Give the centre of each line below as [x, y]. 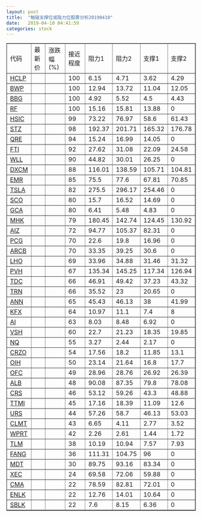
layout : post [23, 12]
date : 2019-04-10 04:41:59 [43, 23]
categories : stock [29, 29]
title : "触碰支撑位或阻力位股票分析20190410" [60, 17]
